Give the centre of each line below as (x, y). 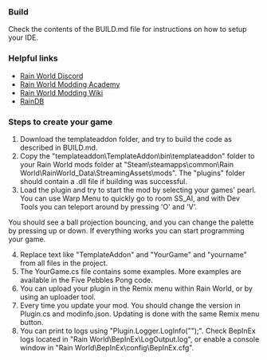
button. (31, 322)
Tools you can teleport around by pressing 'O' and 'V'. (108, 206)
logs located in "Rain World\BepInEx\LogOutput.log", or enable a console (139, 339)
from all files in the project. (64, 263)
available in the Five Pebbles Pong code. (86, 280)
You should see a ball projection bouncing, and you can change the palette (131, 222)
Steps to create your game (61, 122)
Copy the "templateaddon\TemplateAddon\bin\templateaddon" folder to (137, 156)
